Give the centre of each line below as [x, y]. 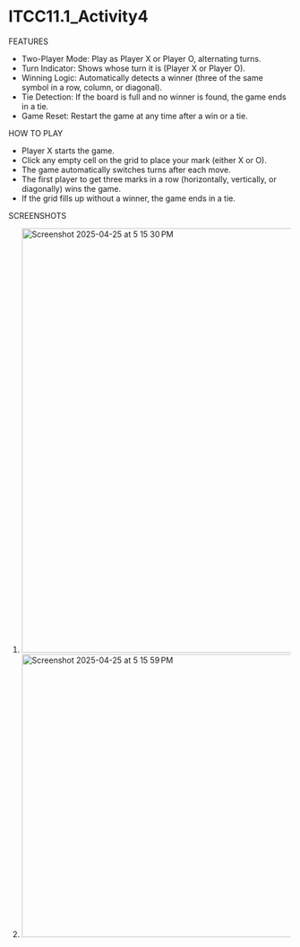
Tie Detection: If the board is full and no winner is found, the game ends [154, 97]
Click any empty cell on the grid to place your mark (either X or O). [144, 160]
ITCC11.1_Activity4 [78, 17]
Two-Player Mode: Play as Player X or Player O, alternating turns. [141, 58]
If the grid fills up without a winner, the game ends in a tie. [129, 198]
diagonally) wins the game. [71, 188]
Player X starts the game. [68, 151]
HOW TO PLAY [36, 133]
